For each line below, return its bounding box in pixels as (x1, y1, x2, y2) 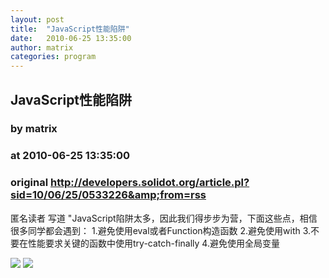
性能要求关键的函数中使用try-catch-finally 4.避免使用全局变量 (27, 237, 280, 249)
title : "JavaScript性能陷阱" (10, 24, 130, 34)
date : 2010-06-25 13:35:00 (10, 33, 132, 43)
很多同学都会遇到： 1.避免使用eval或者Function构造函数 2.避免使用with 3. (10, 224, 312, 236)
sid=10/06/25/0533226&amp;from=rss (10, 188, 207, 202)
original (10, 176, 49, 190)
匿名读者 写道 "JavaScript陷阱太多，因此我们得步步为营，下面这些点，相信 (10, 212, 318, 224)
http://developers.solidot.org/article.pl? (49, 176, 250, 190)
